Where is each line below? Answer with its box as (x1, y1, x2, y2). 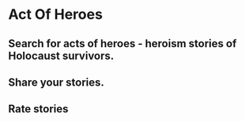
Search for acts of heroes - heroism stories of (8, 37, 237, 50)
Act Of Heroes (8, 5, 103, 24)
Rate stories (8, 102, 69, 115)
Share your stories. (8, 75, 105, 89)
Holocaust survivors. (8, 49, 115, 62)
